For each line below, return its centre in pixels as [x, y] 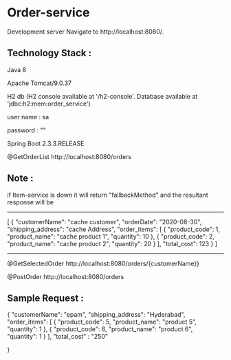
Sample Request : [45, 298]
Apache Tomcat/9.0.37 [40, 83]
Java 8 [16, 69]
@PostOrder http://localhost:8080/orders [66, 276]
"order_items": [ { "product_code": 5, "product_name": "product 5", [102, 322]
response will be [30, 202]
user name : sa [28, 117]
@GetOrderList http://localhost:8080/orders [69, 156]
